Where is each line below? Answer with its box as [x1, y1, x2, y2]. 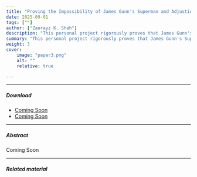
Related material [6, 165, 48, 172]
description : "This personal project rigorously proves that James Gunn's [6, 30, 193, 36]
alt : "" [16, 57, 35, 63]
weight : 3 [6, 42, 30, 47]
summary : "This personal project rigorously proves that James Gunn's [6, 36, 182, 42]
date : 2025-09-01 [6, 14, 49, 20]
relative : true [16, 63, 54, 69]
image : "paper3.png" [16, 52, 67, 58]
